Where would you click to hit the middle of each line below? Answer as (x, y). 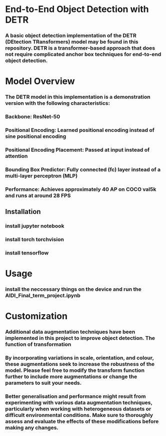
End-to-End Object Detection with (77, 9)
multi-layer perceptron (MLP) (41, 175)
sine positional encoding (36, 136)
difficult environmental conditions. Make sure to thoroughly (79, 415)
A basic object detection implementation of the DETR (71, 36)
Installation (23, 212)
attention (16, 156)
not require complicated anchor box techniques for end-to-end (83, 55)
